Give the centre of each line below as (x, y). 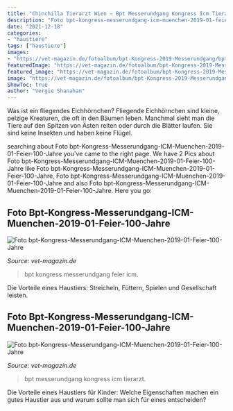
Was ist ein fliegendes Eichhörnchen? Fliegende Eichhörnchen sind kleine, (113, 111)
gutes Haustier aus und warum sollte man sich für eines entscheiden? (107, 399)
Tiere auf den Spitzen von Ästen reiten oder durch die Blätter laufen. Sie (110, 126)
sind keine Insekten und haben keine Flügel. (70, 133)
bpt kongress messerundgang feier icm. (81, 274)
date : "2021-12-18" (35, 26)
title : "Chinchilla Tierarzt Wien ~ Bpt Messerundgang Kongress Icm (108, 14)
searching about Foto (37, 146)
